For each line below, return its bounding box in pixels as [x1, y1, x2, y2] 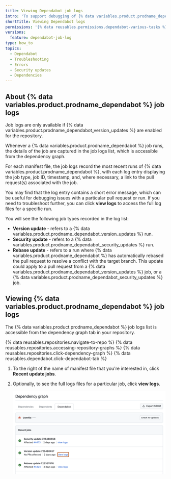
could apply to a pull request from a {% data [12, 263, 106, 269]
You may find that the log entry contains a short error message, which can [5, 189, 161, 195]
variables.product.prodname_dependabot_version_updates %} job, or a [12, 268, 162, 275]
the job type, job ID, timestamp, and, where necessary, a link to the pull [5, 174, 154, 180]
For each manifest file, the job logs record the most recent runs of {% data [5, 163, 161, 169]
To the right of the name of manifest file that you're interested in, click [12, 365, 159, 371]
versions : [5, 30, 26, 35]
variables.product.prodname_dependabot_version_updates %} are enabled [5, 127, 162, 133]
